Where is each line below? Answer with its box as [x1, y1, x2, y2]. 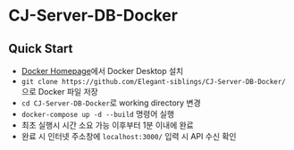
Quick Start [8, 41, 73, 56]
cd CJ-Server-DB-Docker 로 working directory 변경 [21, 97, 202, 108]
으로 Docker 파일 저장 [21, 87, 99, 96]
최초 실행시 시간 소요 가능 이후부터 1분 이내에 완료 [21, 120, 194, 130]
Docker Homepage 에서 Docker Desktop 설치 [21, 66, 184, 76]
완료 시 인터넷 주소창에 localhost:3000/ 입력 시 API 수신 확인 [21, 131, 237, 141]
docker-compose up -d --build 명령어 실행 [21, 109, 175, 119]
